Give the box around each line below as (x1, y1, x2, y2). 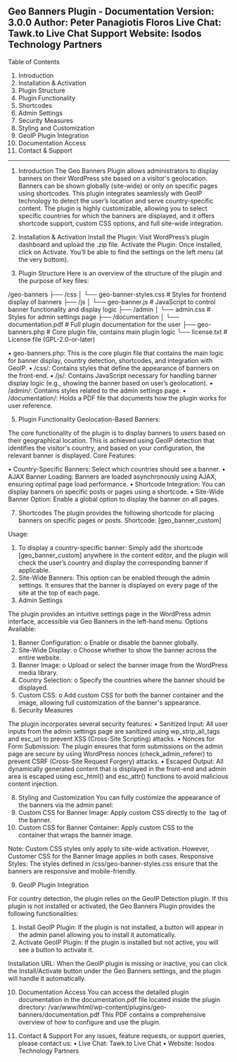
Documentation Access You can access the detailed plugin (18, 988, 189, 996)
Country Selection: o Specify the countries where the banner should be (18, 676, 225, 684)
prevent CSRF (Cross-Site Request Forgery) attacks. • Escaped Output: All (8, 757, 224, 765)
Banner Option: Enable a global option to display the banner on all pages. (8, 494, 219, 503)
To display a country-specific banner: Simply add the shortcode (18, 543, 203, 551)
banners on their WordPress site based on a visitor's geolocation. (18, 174, 208, 182)
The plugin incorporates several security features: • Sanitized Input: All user (8, 720, 228, 728)
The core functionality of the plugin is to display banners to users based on (8, 429, 226, 437)
